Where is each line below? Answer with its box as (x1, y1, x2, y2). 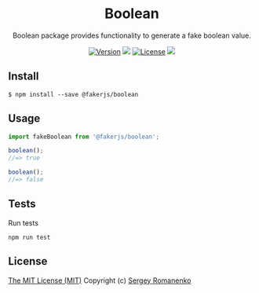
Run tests (8, 218, 39, 228)
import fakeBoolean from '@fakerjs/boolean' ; (8, 133, 159, 141)
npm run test (8, 233, 51, 241)
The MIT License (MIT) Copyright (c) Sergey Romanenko (8, 276, 192, 285)
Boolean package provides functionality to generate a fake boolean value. (13, 31, 251, 40)
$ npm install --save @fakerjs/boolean (8, 90, 139, 98)
